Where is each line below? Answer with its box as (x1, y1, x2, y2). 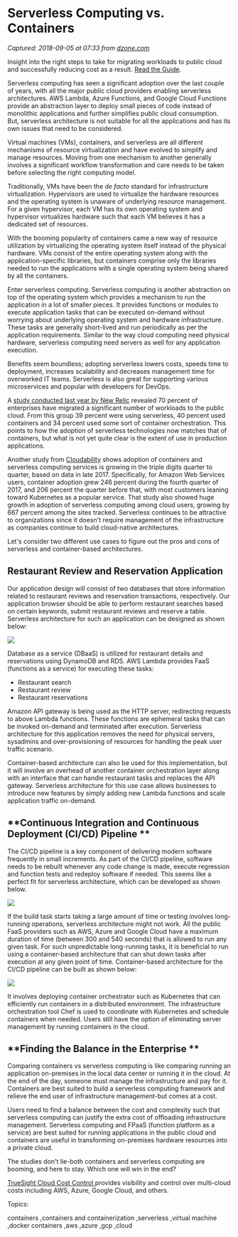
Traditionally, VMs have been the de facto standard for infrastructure (7, 181, 209, 190)
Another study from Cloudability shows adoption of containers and (7, 455, 202, 463)
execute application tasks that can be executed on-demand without (7, 307, 205, 316)
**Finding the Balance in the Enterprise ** (7, 1043, 200, 1055)
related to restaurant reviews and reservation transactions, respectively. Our (7, 591, 230, 600)
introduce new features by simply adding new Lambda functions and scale (7, 789, 226, 797)
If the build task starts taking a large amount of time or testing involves (7, 912, 214, 920)
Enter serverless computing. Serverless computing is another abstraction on (7, 285, 231, 293)
